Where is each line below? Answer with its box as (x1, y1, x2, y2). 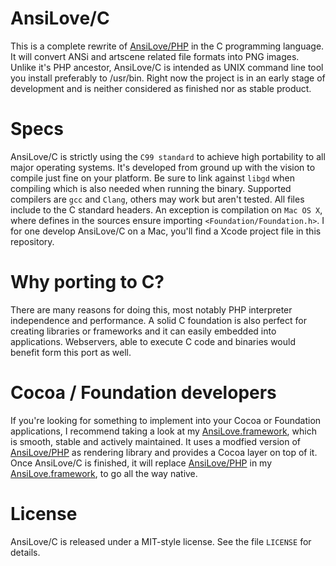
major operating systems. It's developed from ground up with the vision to (10, 161, 316, 173)
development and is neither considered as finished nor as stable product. (10, 82, 312, 94)
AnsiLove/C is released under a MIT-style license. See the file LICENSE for (10, 535, 312, 547)
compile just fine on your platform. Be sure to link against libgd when (10, 172, 295, 184)
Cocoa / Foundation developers (10, 382, 277, 404)
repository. (10, 235, 55, 247)
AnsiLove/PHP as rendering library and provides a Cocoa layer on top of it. (10, 446, 318, 458)
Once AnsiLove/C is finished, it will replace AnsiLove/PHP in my (10, 457, 273, 469)
